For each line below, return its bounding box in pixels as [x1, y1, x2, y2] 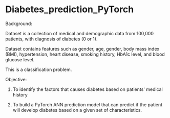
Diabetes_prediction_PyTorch [5, 4, 134, 15]
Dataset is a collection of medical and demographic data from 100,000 [5, 30, 154, 36]
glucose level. [5, 56, 35, 62]
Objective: [5, 76, 27, 82]
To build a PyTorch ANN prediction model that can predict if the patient [12, 101, 163, 108]
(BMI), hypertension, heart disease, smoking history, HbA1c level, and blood [5, 51, 165, 57]
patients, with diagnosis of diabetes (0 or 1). [5, 36, 98, 42]
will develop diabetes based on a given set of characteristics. [12, 107, 142, 113]
